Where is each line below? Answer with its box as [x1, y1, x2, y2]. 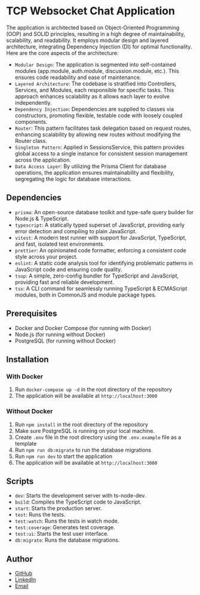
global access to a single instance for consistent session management [14, 149, 188, 157]
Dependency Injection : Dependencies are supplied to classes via [14, 105, 174, 112]
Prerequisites [6, 309, 57, 319]
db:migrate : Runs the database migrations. [14, 536, 120, 544]
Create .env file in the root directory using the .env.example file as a [14, 434, 181, 441]
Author [6, 554, 33, 564]
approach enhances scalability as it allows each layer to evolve [14, 93, 170, 100]
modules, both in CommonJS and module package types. [14, 291, 156, 298]
